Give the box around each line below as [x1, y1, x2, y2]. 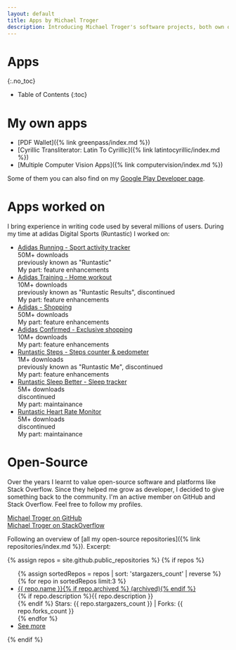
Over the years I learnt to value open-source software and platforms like [7, 478, 216, 486]
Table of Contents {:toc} [17, 91, 88, 99]
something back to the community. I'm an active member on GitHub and [7, 493, 216, 501]
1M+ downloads [17, 356, 64, 364]
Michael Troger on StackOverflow [7, 521, 105, 530]
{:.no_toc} [7, 77, 36, 85]
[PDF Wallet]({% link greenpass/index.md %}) [17, 138, 151, 147]
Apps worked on [7, 199, 105, 215]
